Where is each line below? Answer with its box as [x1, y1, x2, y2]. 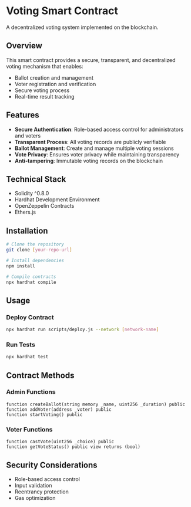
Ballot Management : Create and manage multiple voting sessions [14, 145, 175, 152]
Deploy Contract [6, 313, 54, 321]
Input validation [14, 482, 52, 489]
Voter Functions [6, 425, 53, 433]
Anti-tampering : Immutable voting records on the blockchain [14, 157, 163, 164]
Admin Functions [6, 388, 56, 396]
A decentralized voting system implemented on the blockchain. [6, 24, 159, 31]
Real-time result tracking [14, 93, 75, 100]
